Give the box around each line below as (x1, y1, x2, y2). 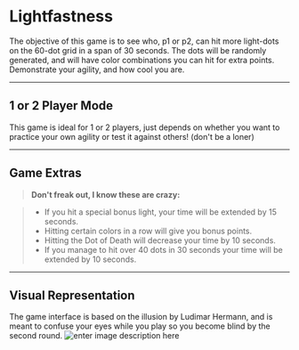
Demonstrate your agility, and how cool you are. (9, 64, 185, 75)
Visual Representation (9, 288, 135, 303)
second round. (9, 330, 63, 341)
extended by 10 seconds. (44, 254, 137, 265)
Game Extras (9, 166, 82, 181)
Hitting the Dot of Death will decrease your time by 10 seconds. (44, 234, 276, 246)
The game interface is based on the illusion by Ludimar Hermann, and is (9, 312, 273, 322)
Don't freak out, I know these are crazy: (30, 189, 181, 199)
